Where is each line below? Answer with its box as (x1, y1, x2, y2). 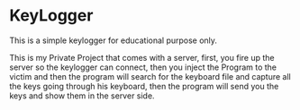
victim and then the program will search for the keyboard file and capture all (9, 71, 291, 81)
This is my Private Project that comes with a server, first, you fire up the (9, 52, 275, 63)
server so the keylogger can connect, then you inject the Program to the (9, 62, 277, 72)
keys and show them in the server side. (9, 90, 155, 101)
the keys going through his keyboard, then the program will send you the (9, 80, 279, 91)
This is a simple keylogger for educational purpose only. (9, 35, 218, 46)
